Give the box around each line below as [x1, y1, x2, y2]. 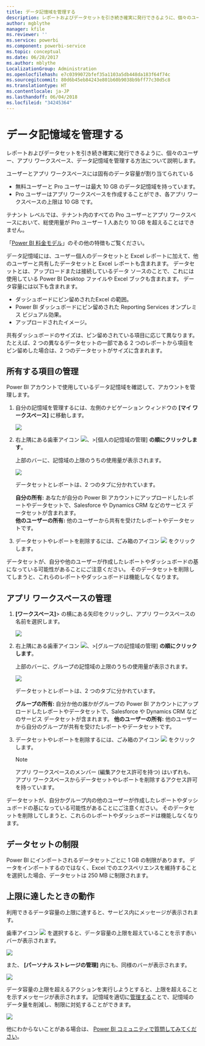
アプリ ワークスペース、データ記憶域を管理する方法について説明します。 [16, 157, 199, 164]
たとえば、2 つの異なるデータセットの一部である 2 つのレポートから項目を [6, 339, 194, 346]
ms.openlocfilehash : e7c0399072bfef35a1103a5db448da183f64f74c [6, 71, 171, 77]
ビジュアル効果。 [22, 310, 65, 318]
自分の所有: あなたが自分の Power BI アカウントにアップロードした [15, 494, 183, 501]
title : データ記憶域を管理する [6, 9, 76, 15]
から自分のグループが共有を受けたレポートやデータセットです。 [15, 723, 175, 731]
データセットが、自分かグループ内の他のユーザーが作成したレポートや [6, 797, 182, 804]
